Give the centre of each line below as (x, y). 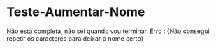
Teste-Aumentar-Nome (76, 12)
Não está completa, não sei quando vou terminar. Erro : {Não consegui (108, 31)
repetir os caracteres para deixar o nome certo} (75, 38)
